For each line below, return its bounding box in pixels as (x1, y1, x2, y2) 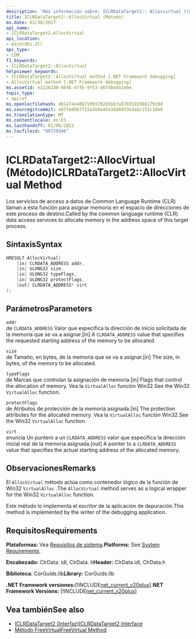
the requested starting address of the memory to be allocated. (6, 337, 156, 344)
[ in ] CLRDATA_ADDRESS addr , (16, 260, 85, 266)
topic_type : (6, 90, 35, 96)
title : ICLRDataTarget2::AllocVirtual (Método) (6, 14, 124, 20)
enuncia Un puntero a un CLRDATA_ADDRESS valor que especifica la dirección (6, 434, 185, 441)
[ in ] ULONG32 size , (16, 266, 64, 272)
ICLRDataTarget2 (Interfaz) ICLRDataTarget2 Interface (14, 620, 143, 627)
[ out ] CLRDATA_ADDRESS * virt (16, 282, 87, 288)
